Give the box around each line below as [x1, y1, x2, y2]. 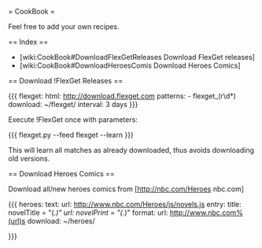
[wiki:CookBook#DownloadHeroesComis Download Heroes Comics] [19, 61, 242, 70]
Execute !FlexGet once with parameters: [8, 115, 138, 124]
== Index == [8, 37, 49, 46]
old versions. [8, 154, 50, 163]
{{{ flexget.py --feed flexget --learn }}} [8, 130, 134, 139]
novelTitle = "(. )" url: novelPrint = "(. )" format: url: [8, 208, 168, 217]
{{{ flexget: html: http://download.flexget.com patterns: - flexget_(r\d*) [8, 91, 236, 101]
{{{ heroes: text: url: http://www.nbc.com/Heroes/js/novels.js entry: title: [8, 200, 242, 209]
